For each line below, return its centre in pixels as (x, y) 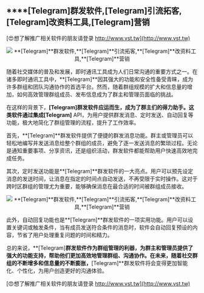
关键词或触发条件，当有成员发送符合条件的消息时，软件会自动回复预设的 (102, 227)
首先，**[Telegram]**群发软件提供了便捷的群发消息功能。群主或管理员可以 (100, 135)
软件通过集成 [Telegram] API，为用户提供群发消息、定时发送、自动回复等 (102, 115)
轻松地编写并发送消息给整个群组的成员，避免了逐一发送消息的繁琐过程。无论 (102, 143)
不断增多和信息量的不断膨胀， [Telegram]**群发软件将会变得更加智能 (102, 263)
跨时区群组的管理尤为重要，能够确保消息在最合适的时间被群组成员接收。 (97, 186)
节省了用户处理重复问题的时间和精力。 (65, 235)
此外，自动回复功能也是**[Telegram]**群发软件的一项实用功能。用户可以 (97, 219)
